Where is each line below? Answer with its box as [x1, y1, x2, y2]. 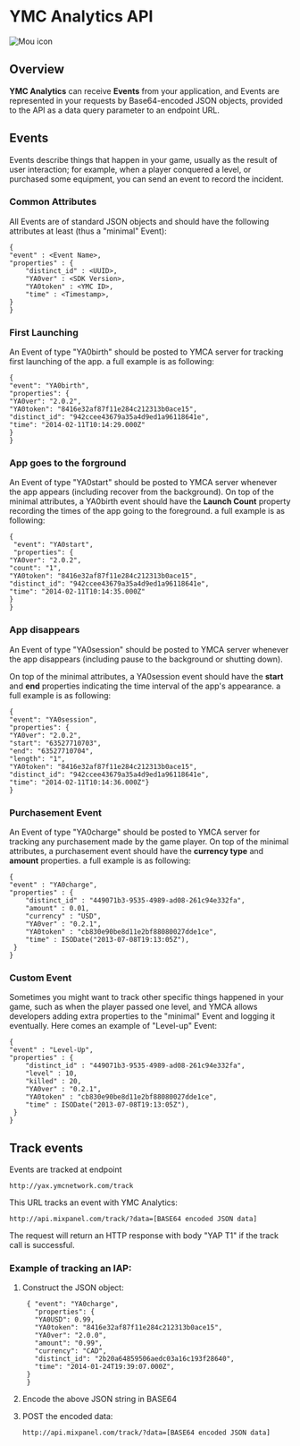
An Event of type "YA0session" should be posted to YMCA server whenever [9, 644, 289, 655]
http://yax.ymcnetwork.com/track [9, 1182, 134, 1191]
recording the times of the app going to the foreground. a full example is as [9, 506, 286, 517]
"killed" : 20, [25, 1077, 82, 1086]
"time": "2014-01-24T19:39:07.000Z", [34, 1363, 175, 1372]
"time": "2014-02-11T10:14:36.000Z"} [9, 777, 150, 787]
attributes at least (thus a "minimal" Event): [9, 226, 167, 236]
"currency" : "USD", [25, 911, 102, 921]
